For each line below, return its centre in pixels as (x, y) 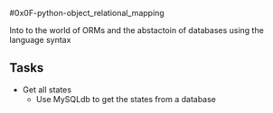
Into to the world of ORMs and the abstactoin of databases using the (136, 30)
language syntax (40, 40)
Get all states (47, 90)
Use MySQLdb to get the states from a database (126, 99)
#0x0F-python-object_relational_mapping (87, 13)
